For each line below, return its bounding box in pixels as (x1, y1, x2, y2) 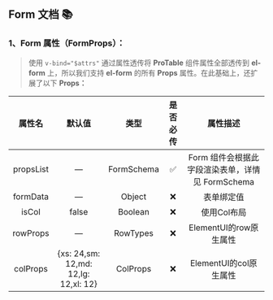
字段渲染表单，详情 (186, 163, 261, 175)
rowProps (12, 227, 50, 238)
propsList (12, 163, 49, 175)
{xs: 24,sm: (57, 247, 101, 259)
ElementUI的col (189, 257, 249, 268)
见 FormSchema (193, 176, 254, 187)
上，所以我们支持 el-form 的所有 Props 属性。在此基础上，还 (47, 67, 251, 77)
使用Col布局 (201, 207, 247, 218)
